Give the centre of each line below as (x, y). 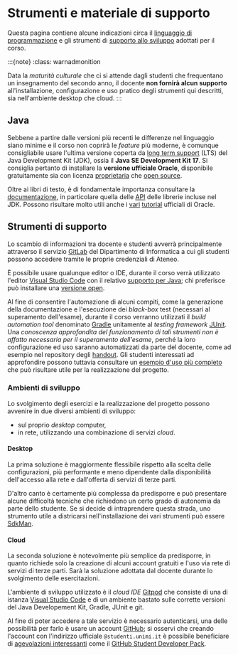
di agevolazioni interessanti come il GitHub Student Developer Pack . (107, 644)
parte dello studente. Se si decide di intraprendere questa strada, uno (109, 508)
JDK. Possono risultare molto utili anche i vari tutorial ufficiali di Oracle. (111, 204)
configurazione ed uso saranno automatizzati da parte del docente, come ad (119, 347)
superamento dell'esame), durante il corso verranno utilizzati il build (107, 316)
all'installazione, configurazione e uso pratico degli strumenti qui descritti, (115, 90)
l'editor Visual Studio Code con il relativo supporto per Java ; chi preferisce (117, 280)
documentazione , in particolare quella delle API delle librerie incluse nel (112, 196)
